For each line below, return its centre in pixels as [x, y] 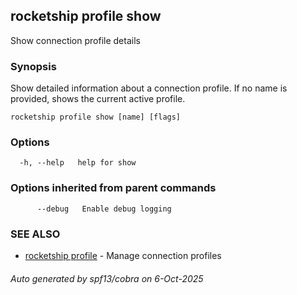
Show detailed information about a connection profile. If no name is [149, 88]
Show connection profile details [75, 40]
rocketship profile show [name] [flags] [96, 117]
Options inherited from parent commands [113, 188]
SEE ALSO [35, 234]
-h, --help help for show [78, 163]
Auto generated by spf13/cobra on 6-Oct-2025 [107, 278]
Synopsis [33, 66]
